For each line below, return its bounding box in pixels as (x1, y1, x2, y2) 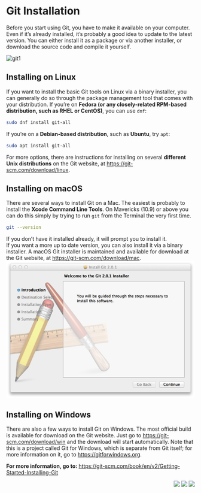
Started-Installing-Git (6, 469, 59, 476)
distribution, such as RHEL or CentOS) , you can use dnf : (6, 107, 147, 114)
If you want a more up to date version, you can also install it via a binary (6, 241, 183, 249)
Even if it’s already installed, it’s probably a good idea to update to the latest (6, 30, 193, 37)
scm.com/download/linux (6, 166, 69, 173)
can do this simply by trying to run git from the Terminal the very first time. (6, 212, 191, 219)
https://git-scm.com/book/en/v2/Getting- (78, 462, 181, 470)
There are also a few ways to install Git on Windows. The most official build (6, 425, 191, 432)
